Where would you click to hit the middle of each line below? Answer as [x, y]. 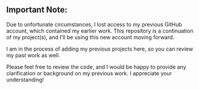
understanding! [25, 79]
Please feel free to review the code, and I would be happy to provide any [96, 67]
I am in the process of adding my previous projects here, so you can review [100, 49]
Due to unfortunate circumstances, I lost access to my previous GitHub [94, 24]
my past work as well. [33, 55]
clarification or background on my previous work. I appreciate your [89, 73]
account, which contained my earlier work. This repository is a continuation [100, 31]
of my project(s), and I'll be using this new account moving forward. [90, 37]
